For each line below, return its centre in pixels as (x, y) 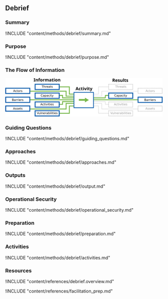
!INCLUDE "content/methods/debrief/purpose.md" (57, 57)
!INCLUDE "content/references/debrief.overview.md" (60, 281)
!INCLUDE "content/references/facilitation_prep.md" (59, 291)
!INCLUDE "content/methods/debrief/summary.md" (58, 33)
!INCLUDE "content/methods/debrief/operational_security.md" (69, 210)
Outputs (15, 175)
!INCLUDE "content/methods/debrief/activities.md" (58, 258)
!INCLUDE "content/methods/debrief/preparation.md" (60, 234)
